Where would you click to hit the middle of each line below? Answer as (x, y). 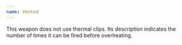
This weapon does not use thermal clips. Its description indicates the (91, 29)
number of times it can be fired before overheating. (69, 35)
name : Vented (22, 12)
